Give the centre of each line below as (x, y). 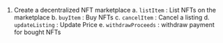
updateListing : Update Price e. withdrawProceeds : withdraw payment (114, 25)
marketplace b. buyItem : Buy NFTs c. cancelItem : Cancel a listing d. (112, 17)
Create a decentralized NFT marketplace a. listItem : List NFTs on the (115, 10)
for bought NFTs (37, 32)
